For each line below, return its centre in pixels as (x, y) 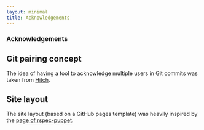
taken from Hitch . (28, 80)
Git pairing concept (44, 59)
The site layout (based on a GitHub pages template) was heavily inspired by (102, 114)
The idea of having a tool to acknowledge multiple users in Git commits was (102, 73)
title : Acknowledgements (38, 18)
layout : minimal (27, 12)
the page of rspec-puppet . (40, 120)
